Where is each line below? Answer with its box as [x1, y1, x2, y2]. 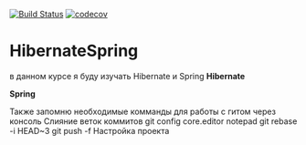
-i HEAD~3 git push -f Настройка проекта [9, 125, 170, 136]
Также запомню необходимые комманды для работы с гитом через [9, 106, 277, 117]
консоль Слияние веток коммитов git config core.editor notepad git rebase [9, 115, 298, 127]
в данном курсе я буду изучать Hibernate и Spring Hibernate [9, 70, 246, 81]
